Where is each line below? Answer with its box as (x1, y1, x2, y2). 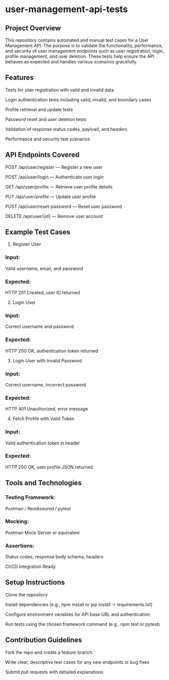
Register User (12, 241, 41, 247)
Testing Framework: (5, 494, 55, 501)
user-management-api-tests (5, 4, 128, 15)
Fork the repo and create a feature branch (5, 649, 92, 655)
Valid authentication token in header (5, 440, 80, 446)
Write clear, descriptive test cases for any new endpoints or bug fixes (5, 659, 150, 665)
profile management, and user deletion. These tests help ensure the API (5, 53, 155, 59)
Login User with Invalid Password (12, 357, 82, 363)
